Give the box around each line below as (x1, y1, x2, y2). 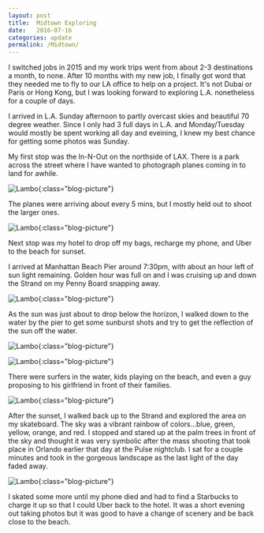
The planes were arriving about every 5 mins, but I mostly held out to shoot (8, 199, 252, 209)
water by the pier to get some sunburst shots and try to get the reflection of (8, 317, 254, 328)
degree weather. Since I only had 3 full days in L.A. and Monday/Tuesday (8, 120, 245, 129)
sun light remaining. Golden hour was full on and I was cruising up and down (8, 270, 257, 280)
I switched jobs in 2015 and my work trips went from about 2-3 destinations (8, 62, 254, 72)
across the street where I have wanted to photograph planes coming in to (8, 160, 247, 170)
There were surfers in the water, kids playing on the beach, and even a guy (8, 372, 251, 381)
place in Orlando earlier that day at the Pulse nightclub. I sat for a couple (8, 445, 244, 454)
